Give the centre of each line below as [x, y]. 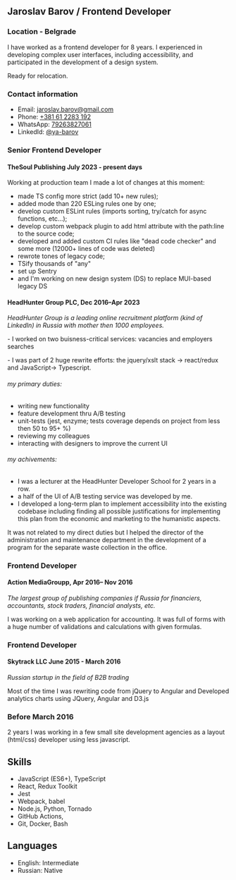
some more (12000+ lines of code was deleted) [86, 249]
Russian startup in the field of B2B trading [68, 677]
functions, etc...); [42, 219]
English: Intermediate [48, 862]
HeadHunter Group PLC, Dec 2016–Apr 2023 [74, 302]
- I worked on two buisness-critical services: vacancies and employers [110, 339]
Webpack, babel [41, 801]
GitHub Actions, [41, 817]
